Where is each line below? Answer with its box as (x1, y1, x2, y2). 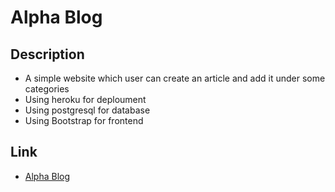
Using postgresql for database (24, 104, 151, 116)
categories (24, 83, 70, 95)
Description (10, 46, 85, 63)
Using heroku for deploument (24, 94, 147, 105)
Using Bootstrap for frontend (24, 115, 144, 126)
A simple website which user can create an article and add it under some (24, 72, 326, 84)
